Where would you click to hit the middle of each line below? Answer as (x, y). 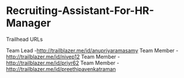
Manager (28, 23)
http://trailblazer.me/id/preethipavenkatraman (61, 69)
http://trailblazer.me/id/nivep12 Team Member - (63, 56)
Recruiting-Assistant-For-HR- (80, 11)
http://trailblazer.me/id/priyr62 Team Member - (63, 63)
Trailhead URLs (24, 39)
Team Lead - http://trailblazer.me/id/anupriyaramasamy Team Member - (92, 50)
